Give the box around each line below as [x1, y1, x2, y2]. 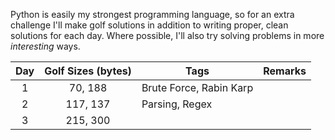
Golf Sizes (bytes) [44, 64, 132, 78]
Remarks [263, 64, 307, 78]
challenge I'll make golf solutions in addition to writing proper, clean [10, 19, 289, 31]
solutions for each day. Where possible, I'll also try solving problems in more [10, 30, 325, 41]
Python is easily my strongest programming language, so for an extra [10, 9, 295, 20]
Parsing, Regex [141, 97, 213, 111]
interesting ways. [10, 40, 81, 52]
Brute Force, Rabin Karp [141, 81, 254, 94]
